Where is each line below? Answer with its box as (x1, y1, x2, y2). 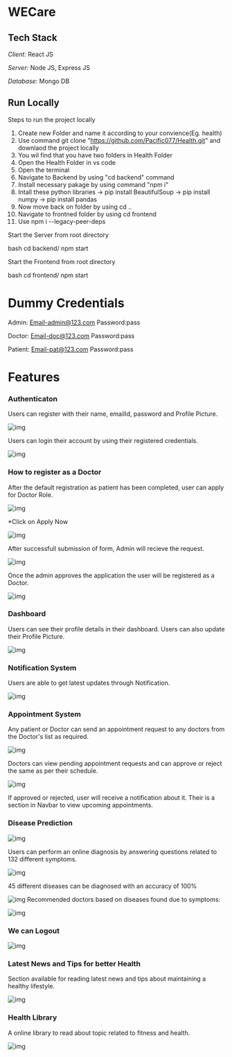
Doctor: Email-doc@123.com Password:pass (8, 331, 135, 340)
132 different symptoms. (8, 855, 77, 863)
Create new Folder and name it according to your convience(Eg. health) (17, 129, 222, 137)
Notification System (8, 663, 77, 672)
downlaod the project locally (17, 143, 99, 152)
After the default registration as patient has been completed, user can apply (8, 483, 224, 491)
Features (8, 369, 60, 385)
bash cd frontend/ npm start (8, 271, 89, 279)
